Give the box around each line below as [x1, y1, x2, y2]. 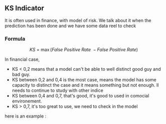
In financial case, [5, 56, 40, 62]
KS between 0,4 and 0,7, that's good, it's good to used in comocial [12, 93, 149, 99]
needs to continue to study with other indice [12, 87, 103, 93]
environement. [12, 98, 42, 104]
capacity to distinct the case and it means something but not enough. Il [12, 82, 159, 88]
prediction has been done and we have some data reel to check [5, 23, 136, 29]
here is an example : [5, 113, 47, 119]
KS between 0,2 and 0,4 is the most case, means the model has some [12, 77, 156, 83]
